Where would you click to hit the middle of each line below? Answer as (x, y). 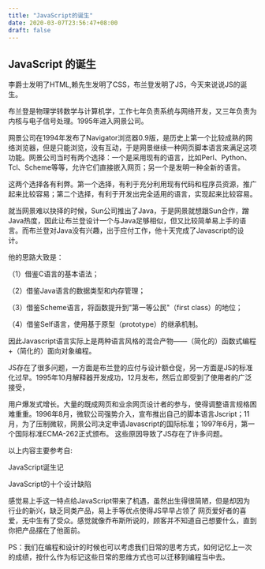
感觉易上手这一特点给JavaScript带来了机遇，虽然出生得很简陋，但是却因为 (129, 501)
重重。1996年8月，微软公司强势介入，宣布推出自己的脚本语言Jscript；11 (132, 414)
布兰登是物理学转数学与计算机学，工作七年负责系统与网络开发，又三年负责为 (132, 111)
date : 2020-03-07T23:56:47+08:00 (63, 23)
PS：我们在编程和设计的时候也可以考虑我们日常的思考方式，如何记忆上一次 (130, 547)
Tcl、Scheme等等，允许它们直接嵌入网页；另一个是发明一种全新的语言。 (127, 167)
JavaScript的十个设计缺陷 (50, 484)
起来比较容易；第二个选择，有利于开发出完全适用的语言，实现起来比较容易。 (132, 194)
